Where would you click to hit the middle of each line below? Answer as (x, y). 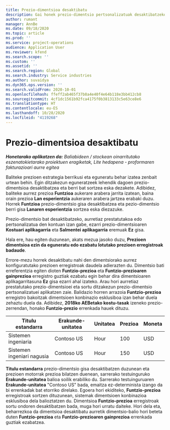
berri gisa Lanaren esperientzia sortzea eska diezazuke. (65, 209)
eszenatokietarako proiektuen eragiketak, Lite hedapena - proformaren (80, 162)
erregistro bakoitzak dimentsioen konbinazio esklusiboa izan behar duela (82, 297)
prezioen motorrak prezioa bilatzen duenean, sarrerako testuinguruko (78, 374)
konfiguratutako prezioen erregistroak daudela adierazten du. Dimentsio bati (85, 265)
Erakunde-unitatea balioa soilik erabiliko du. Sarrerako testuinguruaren (80, 379)
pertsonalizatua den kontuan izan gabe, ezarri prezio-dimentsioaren (76, 224)
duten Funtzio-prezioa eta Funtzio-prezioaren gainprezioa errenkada (79, 417)
